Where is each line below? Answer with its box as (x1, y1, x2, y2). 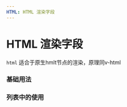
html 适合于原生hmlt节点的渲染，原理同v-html (6, 59, 121, 66)
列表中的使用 (6, 93, 45, 101)
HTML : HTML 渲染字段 (6, 9, 55, 15)
